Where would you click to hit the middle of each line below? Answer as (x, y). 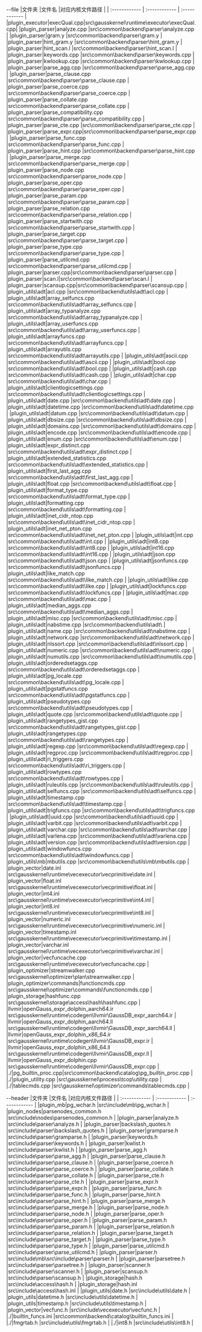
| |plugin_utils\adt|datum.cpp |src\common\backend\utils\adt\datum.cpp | (97, 413)
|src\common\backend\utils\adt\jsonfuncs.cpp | (65, 567)
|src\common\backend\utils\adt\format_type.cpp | (68, 496)
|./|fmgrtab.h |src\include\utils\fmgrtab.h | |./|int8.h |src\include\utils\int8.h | (100, 1323)
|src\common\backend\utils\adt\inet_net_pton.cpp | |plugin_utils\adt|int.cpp (100, 535)
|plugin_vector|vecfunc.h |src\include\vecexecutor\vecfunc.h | (84, 1310)
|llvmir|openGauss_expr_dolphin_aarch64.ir (60, 1009)
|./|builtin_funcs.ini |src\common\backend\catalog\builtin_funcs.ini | (90, 1316)
